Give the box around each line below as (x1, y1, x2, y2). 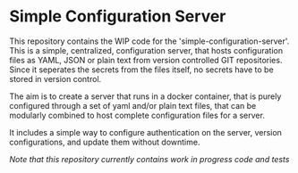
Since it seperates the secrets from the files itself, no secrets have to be (9, 64, 275, 75)
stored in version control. (9, 73, 102, 84)
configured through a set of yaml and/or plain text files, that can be (9, 100, 257, 111)
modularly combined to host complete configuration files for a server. (9, 110, 266, 120)
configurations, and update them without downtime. (9, 136, 200, 147)
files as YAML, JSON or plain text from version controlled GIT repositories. (9, 54, 283, 65)
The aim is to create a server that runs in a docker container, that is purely (9, 91, 282, 102)
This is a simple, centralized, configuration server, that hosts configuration (9, 45, 284, 55)
